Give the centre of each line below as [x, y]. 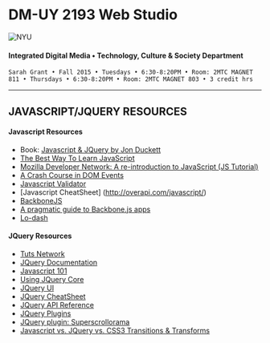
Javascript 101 [43, 271]
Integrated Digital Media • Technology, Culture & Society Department [126, 55]
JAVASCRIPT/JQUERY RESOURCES [98, 111]
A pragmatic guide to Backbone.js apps [85, 209]
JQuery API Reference [57, 305]
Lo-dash [34, 217]
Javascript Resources [45, 132]
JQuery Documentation [59, 262]
